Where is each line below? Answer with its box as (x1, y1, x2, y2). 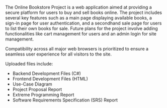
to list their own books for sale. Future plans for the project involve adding (5, 25, 158, 31)
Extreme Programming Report (12, 92, 74, 97)
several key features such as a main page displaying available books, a (5, 15, 152, 20)
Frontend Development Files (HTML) (12, 76, 88, 81)
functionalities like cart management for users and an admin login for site (5, 31, 157, 36)
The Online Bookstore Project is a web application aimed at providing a (5, 4, 152, 10)
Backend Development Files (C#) (12, 70, 81, 76)
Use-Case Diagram (12, 81, 53, 87)
